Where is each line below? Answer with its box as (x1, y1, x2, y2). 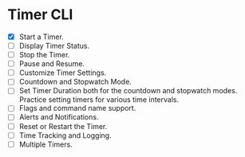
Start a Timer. (18, 32, 65, 41)
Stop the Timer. (18, 50, 70, 60)
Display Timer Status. (18, 41, 89, 50)
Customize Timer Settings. (18, 68, 107, 77)
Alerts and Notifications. (18, 112, 99, 122)
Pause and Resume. (18, 59, 85, 69)
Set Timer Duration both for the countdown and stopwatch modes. (18, 86, 238, 96)
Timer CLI (7, 6, 73, 24)
